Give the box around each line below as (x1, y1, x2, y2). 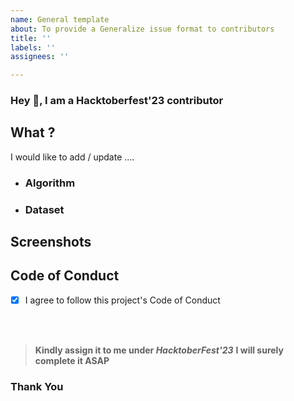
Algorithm (24, 176, 76, 190)
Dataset (24, 202, 65, 216)
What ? (10, 124, 56, 141)
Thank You (10, 379, 64, 393)
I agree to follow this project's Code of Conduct (24, 294, 221, 306)
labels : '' (10, 42, 56, 53)
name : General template (10, 14, 110, 25)
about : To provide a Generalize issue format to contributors (10, 24, 275, 34)
